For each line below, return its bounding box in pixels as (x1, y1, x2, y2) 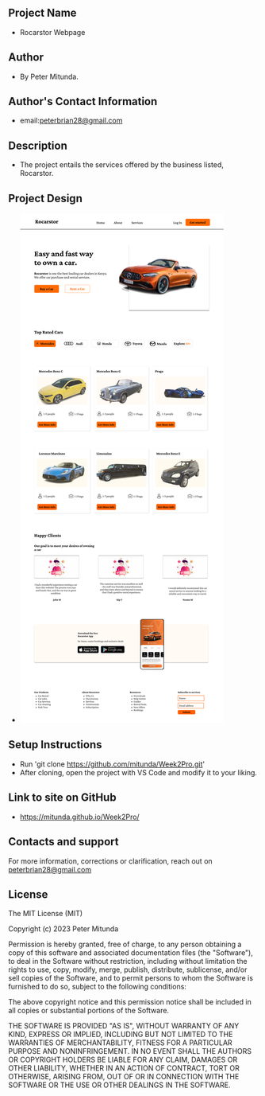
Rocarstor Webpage (19, 27, 86, 37)
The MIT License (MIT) (8, 909, 83, 919)
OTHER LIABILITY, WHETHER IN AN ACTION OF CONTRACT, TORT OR (8, 1063, 240, 1073)
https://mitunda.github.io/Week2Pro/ (19, 812, 140, 821)
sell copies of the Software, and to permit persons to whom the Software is (8, 973, 254, 983)
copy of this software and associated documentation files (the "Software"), (8, 948, 254, 958)
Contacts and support (8, 835, 119, 848)
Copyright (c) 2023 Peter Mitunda (8, 924, 119, 934)
